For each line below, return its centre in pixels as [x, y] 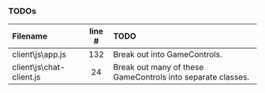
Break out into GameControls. [168, 54]
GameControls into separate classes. [181, 77]
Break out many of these [159, 67]
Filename [30, 36]
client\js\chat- [39, 67]
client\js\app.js [39, 54]
